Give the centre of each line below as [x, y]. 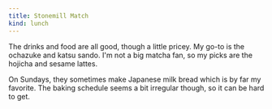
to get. [19, 96]
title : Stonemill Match [49, 16]
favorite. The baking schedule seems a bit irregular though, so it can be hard [136, 88]
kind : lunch [28, 23]
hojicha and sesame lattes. [53, 63]
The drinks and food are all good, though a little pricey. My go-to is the [127, 46]
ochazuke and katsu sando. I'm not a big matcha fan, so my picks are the [131, 55]
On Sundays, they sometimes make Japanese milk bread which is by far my [135, 79]
